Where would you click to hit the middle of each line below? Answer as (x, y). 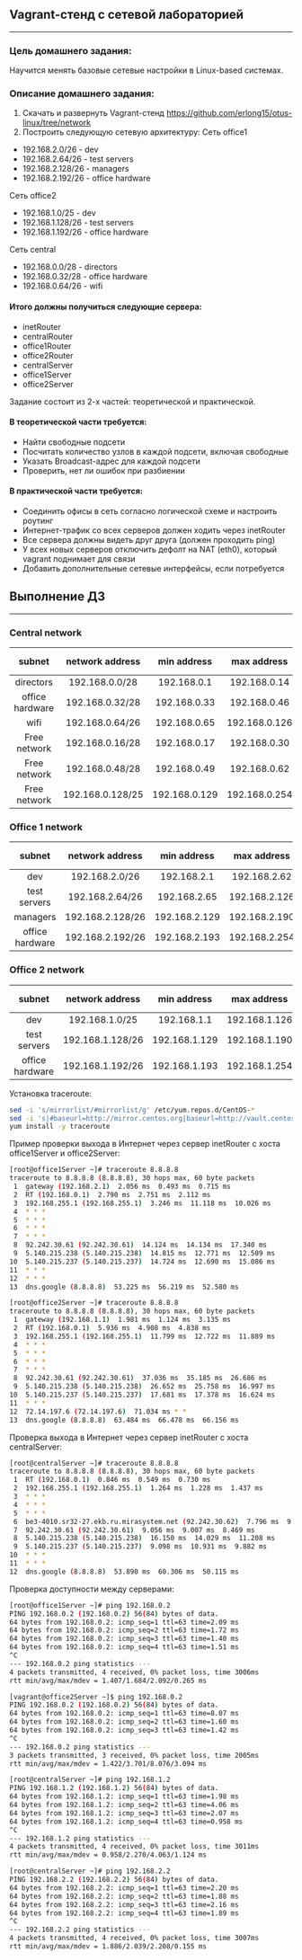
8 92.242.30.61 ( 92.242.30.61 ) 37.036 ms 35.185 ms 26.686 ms (140, 1379)
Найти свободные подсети (74, 442)
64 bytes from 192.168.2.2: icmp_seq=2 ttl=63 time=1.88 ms (124, 1896)
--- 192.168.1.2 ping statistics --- (80, 1838)
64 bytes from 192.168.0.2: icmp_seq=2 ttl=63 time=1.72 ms (124, 1630)
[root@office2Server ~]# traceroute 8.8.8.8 (94, 1303)
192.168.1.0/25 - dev (59, 213)
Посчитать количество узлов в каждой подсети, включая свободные (155, 451)
